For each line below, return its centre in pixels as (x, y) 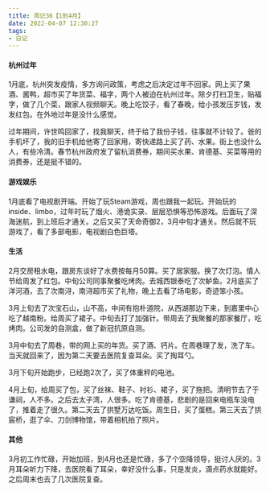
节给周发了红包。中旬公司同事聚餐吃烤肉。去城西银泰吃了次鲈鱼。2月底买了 (134, 281)
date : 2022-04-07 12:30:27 (53, 23)
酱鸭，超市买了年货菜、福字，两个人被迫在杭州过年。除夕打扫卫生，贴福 (142, 94)
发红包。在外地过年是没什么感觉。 (65, 114)
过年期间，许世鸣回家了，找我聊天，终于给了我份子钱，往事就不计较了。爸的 (135, 132)
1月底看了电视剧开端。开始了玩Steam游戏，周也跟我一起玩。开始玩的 (123, 201)
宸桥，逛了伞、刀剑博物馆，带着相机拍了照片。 (86, 419)
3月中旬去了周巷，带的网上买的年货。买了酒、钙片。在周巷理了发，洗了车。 (134, 345)
